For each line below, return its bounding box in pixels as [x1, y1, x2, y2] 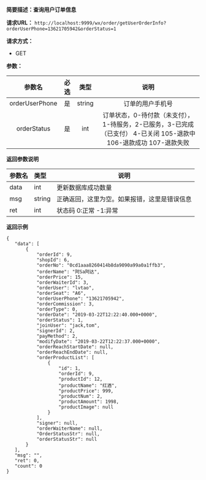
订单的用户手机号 [123, 99, 173, 108]
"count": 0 [14, 463, 43, 469]
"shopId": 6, [36, 257, 70, 263]
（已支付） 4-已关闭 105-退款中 [101, 129, 196, 137]
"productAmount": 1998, [58, 398, 120, 405]
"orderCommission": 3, [36, 301, 95, 307]
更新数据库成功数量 [56, 183, 112, 192]
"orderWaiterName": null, [36, 425, 103, 432]
